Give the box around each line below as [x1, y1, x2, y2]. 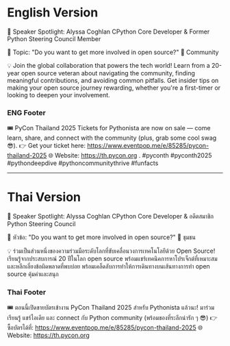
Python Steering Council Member [7, 34, 101, 42]
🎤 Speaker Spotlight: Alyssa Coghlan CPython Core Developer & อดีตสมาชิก [7, 212, 214, 221]
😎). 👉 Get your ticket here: [7, 142, 86, 150]
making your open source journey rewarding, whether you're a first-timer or [7, 84, 221, 92]
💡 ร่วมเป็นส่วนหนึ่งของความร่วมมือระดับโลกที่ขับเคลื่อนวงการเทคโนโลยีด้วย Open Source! [7, 247, 216, 255]
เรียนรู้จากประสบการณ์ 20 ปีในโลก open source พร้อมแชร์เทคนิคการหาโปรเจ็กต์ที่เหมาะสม [7, 255, 218, 263]
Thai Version [7, 190, 81, 205]
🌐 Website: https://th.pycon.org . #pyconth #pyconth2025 [48, 151, 212, 160]
